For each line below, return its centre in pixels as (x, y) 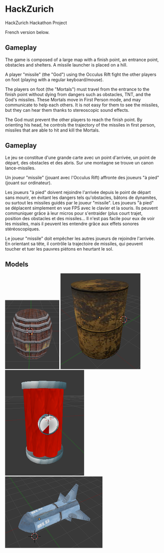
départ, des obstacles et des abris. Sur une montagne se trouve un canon (79, 163)
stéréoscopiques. (23, 229)
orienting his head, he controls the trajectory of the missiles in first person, (80, 125)
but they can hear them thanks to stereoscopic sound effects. (67, 110)
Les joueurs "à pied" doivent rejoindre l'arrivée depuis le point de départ (78, 192)
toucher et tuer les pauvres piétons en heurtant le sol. (59, 249)
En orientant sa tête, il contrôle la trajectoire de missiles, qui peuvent (74, 244)
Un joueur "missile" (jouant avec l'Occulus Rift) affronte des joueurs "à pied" (82, 177)
